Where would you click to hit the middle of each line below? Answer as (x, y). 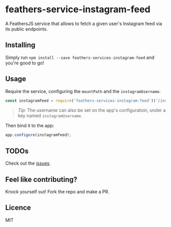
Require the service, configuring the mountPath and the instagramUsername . (83, 91)
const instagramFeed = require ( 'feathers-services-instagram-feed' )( (81, 101)
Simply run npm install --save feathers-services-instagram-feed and (80, 57)
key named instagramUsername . (50, 116)
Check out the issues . (28, 163)
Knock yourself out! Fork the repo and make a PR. (57, 191)
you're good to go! (25, 63)
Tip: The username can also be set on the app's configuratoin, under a (92, 110)
